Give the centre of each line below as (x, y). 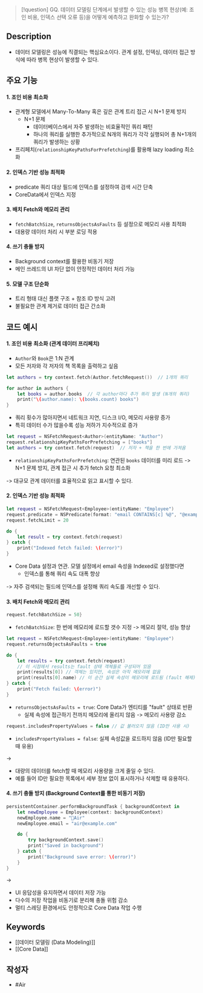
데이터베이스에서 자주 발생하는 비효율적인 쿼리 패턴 (93, 127)
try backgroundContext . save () (66, 840)
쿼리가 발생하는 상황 (56, 142)
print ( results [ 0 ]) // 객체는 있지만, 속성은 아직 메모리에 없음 (89, 672)
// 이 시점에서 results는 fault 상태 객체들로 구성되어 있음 (84, 667)
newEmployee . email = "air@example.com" (67, 823)
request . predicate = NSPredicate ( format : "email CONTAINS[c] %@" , (92, 514)
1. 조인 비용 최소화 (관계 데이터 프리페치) (53, 344)
